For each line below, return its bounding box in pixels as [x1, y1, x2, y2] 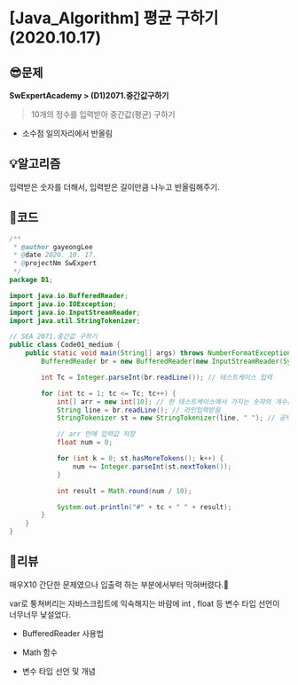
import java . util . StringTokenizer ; [9, 316, 141, 325]
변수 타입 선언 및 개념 [21, 665, 96, 676]
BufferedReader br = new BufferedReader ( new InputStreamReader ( [41, 357, 284, 366]
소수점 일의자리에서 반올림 [21, 128, 114, 138]
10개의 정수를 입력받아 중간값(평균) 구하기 [30, 109, 176, 120]
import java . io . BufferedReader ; [9, 291, 129, 300]
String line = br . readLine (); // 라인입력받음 [56, 405, 221, 414]
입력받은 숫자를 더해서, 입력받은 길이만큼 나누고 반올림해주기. [9, 181, 220, 192]
